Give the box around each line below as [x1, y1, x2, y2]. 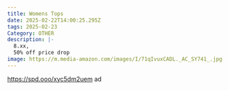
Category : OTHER [7, 29, 54, 37]
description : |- [7, 36, 54, 43]
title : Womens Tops [7, 10, 64, 17]
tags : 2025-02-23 [7, 23, 58, 30]
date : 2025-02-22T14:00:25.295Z [7, 17, 101, 24]
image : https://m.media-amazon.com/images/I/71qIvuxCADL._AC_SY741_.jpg [7, 56, 223, 63]
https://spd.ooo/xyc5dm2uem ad [7, 75, 102, 83]
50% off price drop [13, 50, 70, 57]
